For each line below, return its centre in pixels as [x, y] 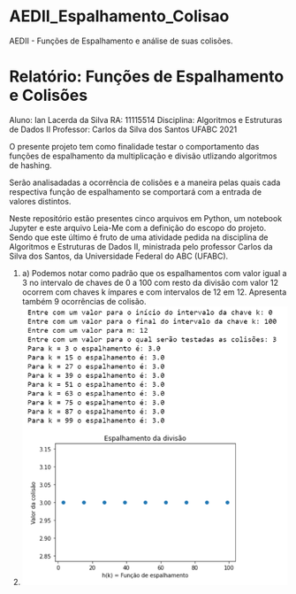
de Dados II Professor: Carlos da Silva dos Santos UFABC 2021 [123, 129]
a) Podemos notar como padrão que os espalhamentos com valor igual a [154, 273]
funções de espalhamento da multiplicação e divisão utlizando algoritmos [143, 156]
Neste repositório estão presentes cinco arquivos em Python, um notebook [146, 218]
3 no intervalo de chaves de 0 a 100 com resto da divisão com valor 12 [150, 282]
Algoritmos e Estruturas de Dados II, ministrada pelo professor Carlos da [141, 246]
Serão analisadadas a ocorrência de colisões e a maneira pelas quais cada [145, 182]
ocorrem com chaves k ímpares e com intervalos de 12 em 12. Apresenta [154, 292]
